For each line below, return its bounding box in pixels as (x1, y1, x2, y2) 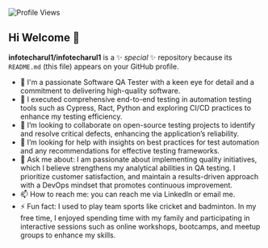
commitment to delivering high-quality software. (19, 86, 181, 95)
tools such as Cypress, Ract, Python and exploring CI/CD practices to (19, 103, 252, 112)
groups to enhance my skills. (19, 230, 116, 240)
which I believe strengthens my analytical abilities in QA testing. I (19, 162, 236, 173)
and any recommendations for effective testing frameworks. (19, 145, 220, 155)
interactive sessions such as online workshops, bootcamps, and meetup (19, 221, 261, 231)
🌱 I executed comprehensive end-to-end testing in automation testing (19, 94, 252, 104)
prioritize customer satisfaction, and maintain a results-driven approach (19, 171, 259, 181)
